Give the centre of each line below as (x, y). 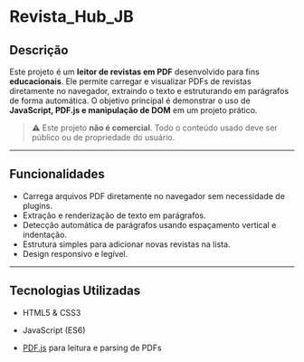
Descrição (39, 50)
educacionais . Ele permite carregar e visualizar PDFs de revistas (130, 81)
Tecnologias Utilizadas (75, 291)
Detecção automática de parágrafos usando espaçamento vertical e (149, 224)
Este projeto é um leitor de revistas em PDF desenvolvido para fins (134, 71)
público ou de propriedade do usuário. (103, 137)
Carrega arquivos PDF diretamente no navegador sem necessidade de (153, 195)
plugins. (37, 205)
